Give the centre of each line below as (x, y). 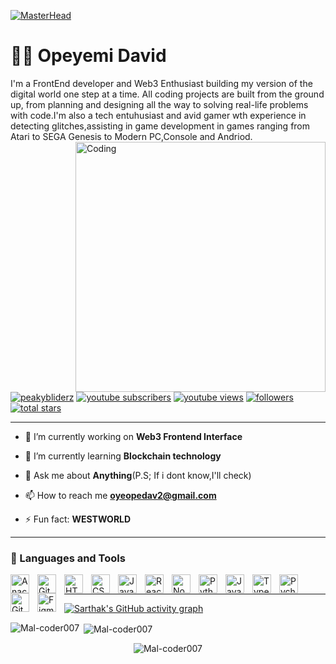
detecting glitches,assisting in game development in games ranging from (160, 126)
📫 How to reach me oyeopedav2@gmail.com (120, 495)
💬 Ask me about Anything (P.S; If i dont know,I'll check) (138, 475)
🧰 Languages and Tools (68, 558)
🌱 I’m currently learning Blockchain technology (123, 456)
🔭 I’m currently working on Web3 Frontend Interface (133, 436)
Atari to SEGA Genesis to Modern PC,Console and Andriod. (131, 136)
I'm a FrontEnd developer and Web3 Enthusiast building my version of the (161, 83)
